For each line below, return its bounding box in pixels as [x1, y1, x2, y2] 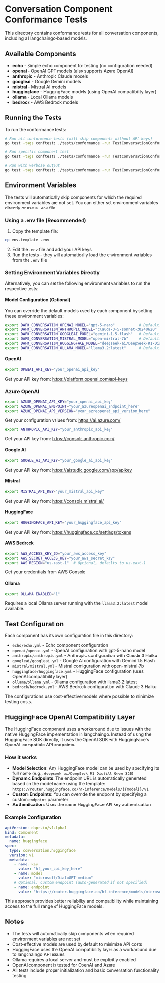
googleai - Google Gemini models [12, 78, 81, 84]
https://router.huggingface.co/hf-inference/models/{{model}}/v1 [12, 787, 149, 792]
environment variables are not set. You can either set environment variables [5, 199, 158, 205]
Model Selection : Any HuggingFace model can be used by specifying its [12, 765, 160, 771]
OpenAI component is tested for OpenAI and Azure [12, 962, 115, 968]
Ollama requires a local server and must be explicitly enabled [12, 956, 136, 962]
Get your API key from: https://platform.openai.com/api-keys [5, 376, 128, 382]
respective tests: [5, 286, 39, 292]
